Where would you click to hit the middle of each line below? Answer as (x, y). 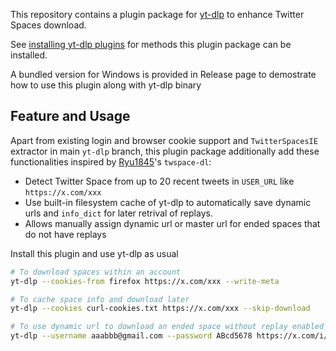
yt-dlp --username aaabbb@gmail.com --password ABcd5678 (131, 336)
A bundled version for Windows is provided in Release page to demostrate (163, 74)
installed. (29, 55)
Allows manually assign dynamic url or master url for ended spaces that (172, 223)
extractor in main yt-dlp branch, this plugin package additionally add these (165, 151)
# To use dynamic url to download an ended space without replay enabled (167, 327)
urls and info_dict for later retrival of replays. (118, 213)
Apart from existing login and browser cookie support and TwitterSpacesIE (164, 140)
